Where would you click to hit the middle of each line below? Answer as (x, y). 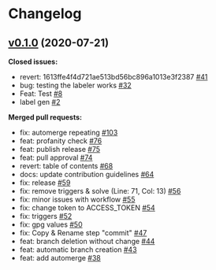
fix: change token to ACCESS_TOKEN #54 (87, 208)
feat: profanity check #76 (61, 141)
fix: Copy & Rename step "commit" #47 (83, 233)
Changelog (45, 14)
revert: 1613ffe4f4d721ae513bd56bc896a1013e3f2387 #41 (114, 77)
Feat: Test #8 (41, 94)
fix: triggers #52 (46, 216)
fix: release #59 (45, 183)
